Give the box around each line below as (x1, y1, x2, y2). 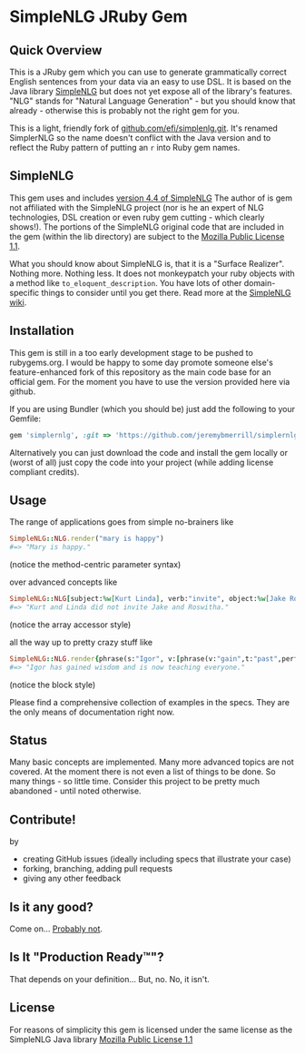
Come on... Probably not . (9, 923, 103, 934)
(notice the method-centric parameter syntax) (9, 559, 182, 570)
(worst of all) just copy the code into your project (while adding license (9, 457, 274, 468)
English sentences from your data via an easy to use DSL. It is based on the (9, 76, 292, 87)
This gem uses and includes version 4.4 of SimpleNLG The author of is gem (9, 192, 293, 203)
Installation (9, 323, 74, 339)
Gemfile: (9, 413, 42, 424)
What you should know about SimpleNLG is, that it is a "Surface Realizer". (9, 258, 284, 269)
